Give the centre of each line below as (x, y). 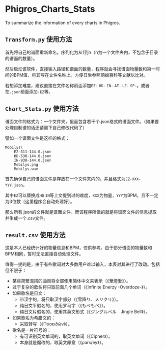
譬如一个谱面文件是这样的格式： (37, 138)
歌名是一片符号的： (32, 330)
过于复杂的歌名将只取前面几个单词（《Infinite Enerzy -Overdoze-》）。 (81, 287)
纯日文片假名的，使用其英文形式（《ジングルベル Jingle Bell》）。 (85, 312)
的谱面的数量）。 (21, 58)
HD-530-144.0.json (33, 156)
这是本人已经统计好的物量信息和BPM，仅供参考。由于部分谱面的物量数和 (79, 248)
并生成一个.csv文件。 (27, 218)
